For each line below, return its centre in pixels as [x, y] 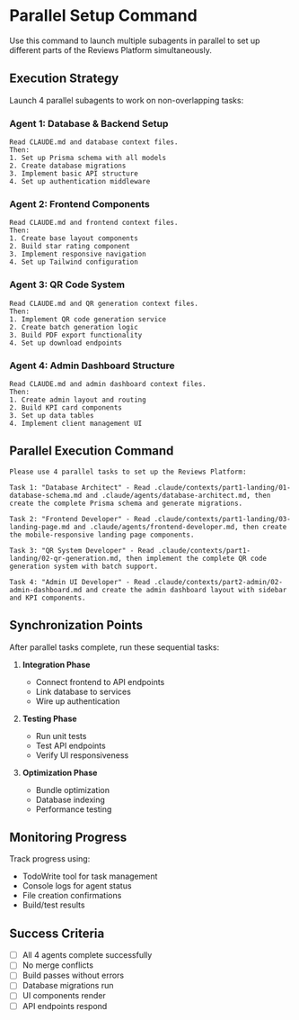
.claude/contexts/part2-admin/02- [218, 582]
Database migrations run [68, 986]
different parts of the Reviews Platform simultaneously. [111, 50]
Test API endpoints [70, 745]
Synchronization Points [76, 625]
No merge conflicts [58, 965]
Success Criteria [57, 933]
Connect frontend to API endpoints [100, 682]
